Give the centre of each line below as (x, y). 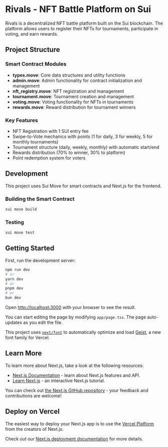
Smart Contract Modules (36, 64)
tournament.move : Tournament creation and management (73, 96)
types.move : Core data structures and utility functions (69, 75)
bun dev (13, 298)
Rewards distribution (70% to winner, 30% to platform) (69, 153)
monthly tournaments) (35, 141)
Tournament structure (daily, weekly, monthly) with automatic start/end (86, 147)
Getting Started (30, 248)
